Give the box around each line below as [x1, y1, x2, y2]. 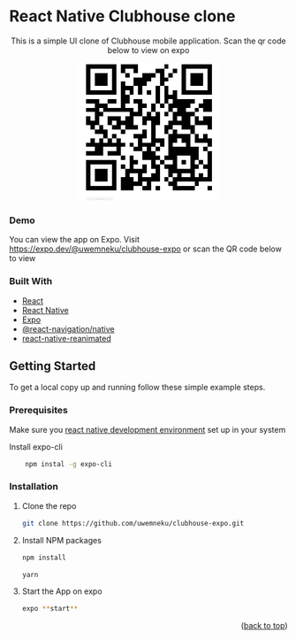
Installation [9, 481, 59, 493]
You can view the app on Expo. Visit [9, 235, 140, 245]
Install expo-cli [9, 441, 64, 452]
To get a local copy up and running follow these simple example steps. [9, 382, 266, 393]
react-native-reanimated [21, 333, 112, 343]
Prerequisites [9, 404, 68, 417]
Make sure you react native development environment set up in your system [9, 424, 286, 435]
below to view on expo [107, 44, 190, 55]
